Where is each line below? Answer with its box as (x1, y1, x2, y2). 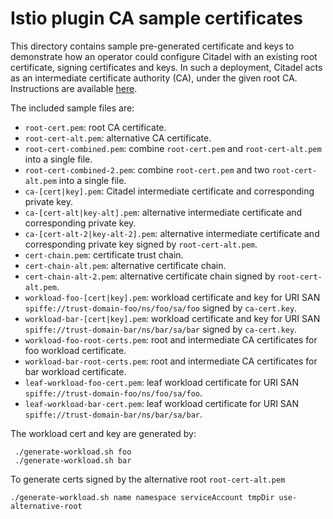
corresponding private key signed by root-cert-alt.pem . (24, 238, 258, 250)
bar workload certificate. (24, 365, 127, 377)
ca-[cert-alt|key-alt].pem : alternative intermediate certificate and (24, 206, 303, 218)
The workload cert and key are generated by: (10, 427, 197, 439)
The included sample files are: (10, 102, 135, 114)
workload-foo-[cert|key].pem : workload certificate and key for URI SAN (24, 291, 321, 303)
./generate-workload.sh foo (14, 447, 132, 457)
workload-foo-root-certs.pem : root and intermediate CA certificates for (24, 333, 318, 346)
